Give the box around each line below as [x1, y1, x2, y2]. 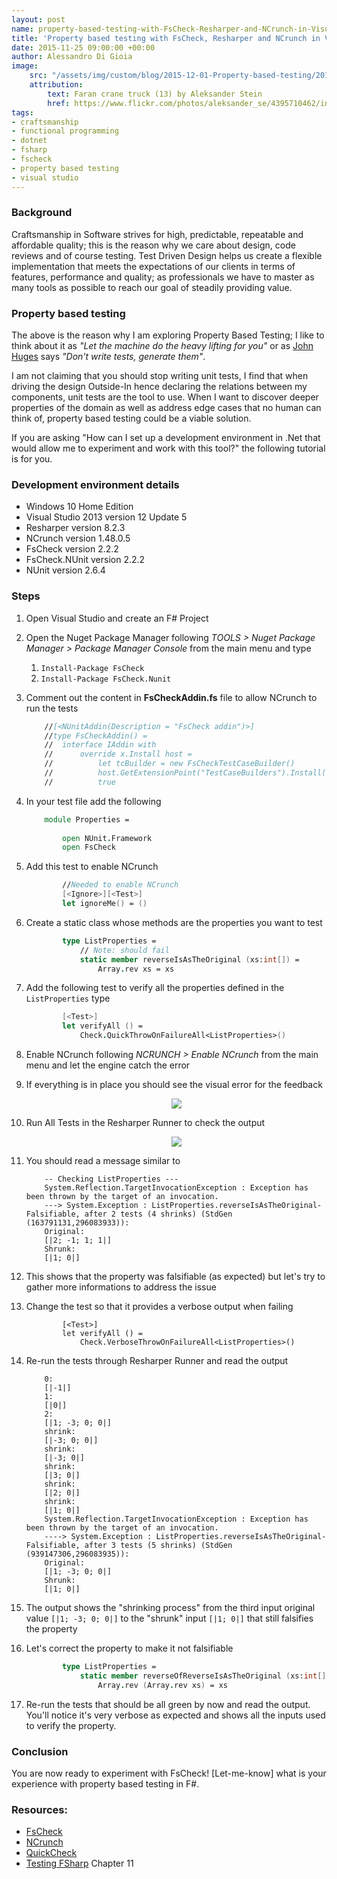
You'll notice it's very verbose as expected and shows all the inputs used [25, 1709, 326, 1721]
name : [11, 24, 34, 34]
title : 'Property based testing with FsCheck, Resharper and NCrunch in [11, 33, 321, 43]
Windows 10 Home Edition [25, 501, 134, 513]
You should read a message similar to [25, 1155, 181, 1167]
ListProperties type [25, 992, 111, 1005]
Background [11, 206, 73, 220]
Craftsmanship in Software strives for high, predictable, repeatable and [11, 228, 304, 240]
